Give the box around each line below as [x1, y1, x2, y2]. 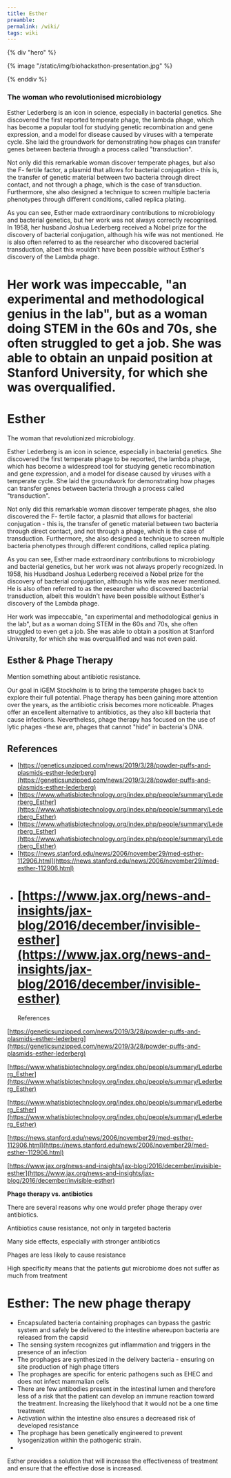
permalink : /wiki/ [7, 23, 60, 30]
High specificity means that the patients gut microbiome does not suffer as [7, 1264, 220, 1273]
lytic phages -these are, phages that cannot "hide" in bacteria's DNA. [7, 723, 205, 731]
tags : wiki [7, 29, 39, 37]
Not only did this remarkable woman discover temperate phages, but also [7, 158, 216, 167]
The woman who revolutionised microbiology [7, 93, 162, 102]
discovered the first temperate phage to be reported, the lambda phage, [7, 454, 212, 463]
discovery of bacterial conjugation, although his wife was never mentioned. [7, 577, 221, 585]
